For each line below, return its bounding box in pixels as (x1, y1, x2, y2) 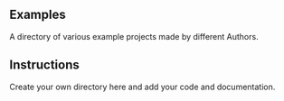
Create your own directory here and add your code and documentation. (9, 81, 276, 92)
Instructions (9, 58, 80, 73)
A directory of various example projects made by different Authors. (9, 31, 260, 41)
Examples (9, 7, 66, 23)
